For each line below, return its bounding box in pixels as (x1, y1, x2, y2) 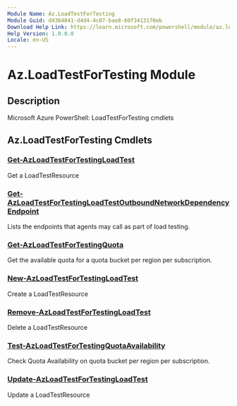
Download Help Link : (7, 23, 68, 30)
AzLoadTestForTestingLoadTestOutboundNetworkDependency (7, 197, 230, 207)
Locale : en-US (7, 37, 49, 44)
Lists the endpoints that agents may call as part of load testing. (7, 223, 190, 231)
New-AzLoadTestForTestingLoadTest (7, 273, 139, 283)
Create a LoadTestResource (7, 290, 88, 298)
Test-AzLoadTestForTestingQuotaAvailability (7, 340, 166, 350)
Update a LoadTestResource (7, 390, 90, 399)
